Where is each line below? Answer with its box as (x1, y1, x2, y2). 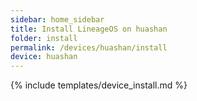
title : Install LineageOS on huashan (10, 24, 168, 34)
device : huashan (10, 52, 78, 62)
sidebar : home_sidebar (10, 14, 105, 25)
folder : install (10, 33, 78, 43)
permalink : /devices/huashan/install (10, 42, 168, 53)
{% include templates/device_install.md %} (10, 79, 188, 91)
